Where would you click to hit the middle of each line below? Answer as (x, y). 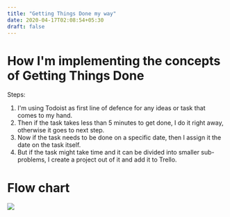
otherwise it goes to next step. (61, 130)
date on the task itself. (49, 145)
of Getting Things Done (76, 75)
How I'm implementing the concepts (114, 61)
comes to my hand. (45, 116)
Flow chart (39, 188)
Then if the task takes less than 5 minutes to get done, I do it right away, (120, 123)
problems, (32, 159)
